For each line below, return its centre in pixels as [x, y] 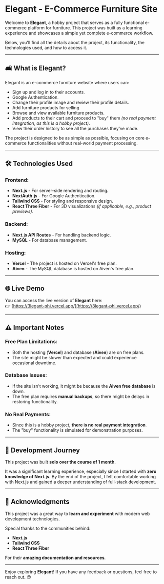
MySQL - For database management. [50, 240]
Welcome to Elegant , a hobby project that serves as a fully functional [74, 23]
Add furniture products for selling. [46, 107]
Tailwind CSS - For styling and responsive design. [62, 201]
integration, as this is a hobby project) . [51, 123]
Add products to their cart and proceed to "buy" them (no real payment [84, 118]
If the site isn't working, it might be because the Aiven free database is [84, 386]
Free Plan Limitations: [31, 342]
